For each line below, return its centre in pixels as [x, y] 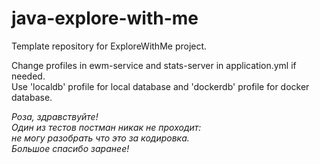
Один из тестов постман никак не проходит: [106, 127]
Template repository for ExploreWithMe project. [109, 46]
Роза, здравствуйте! [55, 116]
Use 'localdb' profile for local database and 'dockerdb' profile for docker [160, 86]
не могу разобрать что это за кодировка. [100, 138]
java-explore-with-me [105, 18]
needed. [28, 76]
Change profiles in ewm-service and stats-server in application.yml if [154, 65]
